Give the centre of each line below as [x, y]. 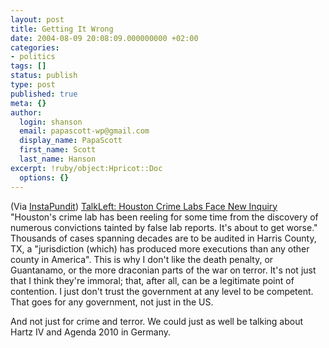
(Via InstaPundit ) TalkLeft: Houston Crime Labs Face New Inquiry [144, 206]
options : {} [44, 177]
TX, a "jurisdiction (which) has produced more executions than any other [160, 248]
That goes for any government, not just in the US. [112, 302]
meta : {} [28, 103]
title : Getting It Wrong [62, 29]
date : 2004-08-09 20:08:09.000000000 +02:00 [104, 38]
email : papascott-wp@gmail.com [84, 131]
